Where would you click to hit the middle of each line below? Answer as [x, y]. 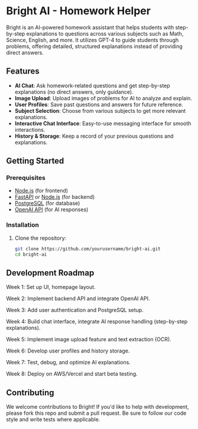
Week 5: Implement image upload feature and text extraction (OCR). [89, 339]
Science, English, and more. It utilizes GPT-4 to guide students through [92, 40]
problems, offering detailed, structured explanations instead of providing [95, 46]
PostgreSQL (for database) [47, 204]
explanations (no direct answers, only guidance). [74, 92]
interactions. [30, 129]
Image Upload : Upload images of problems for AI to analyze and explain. [103, 98]
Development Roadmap [50, 273]
